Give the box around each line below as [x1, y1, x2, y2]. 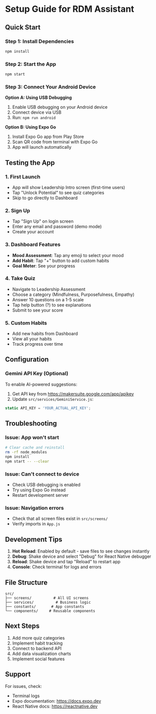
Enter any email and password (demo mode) [12, 224, 102, 229]
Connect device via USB [12, 109, 62, 115]
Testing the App [5, 159, 55, 167]
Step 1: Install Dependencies [5, 38, 75, 45]
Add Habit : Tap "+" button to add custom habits [12, 258, 109, 263]
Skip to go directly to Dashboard [12, 195, 78, 200]
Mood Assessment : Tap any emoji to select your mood [12, 252, 124, 258]
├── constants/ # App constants [5, 604, 84, 609]
